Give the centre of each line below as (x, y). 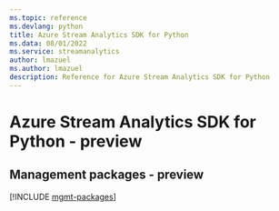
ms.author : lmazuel (46, 69)
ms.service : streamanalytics (65, 52)
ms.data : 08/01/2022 (49, 43)
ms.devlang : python (46, 26)
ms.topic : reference (49, 18)
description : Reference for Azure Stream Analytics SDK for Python (140, 77)
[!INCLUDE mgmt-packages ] (63, 196)
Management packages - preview (107, 175)
